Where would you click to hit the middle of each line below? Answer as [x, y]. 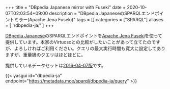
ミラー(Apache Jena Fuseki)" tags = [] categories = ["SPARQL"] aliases [89, 19]
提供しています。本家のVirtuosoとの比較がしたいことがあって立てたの [78, 42]
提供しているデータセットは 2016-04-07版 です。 [55, 65]
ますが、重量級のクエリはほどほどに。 [45, 55]
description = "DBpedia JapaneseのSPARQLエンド [102, 13]
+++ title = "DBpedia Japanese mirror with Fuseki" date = [66, 7]
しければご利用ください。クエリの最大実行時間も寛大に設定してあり [94, 48]
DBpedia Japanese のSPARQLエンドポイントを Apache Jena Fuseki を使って [84, 36]
